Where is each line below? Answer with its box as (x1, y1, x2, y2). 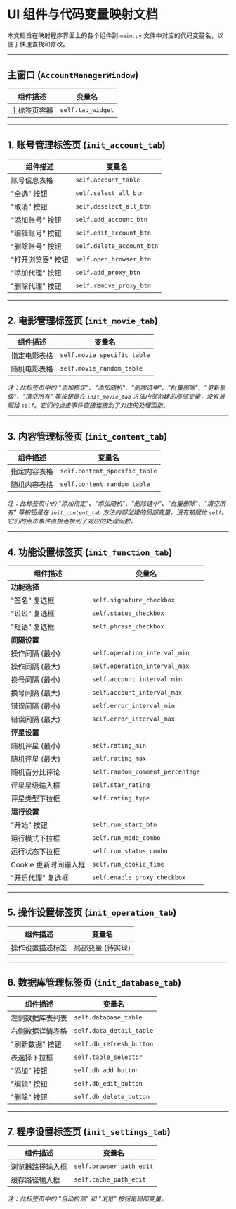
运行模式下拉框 (11, 833, 61, 843)
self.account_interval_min (92, 676, 183, 683)
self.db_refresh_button (74, 1040, 154, 1048)
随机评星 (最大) (11, 755, 61, 764)
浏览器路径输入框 (11, 1162, 68, 1172)
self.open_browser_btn (75, 255, 152, 263)
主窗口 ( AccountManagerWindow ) (7, 69, 139, 81)
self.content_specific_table (60, 467, 157, 476)
